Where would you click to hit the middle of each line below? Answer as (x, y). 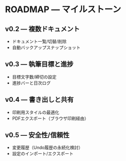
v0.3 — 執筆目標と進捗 (39, 64)
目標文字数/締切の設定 (34, 77)
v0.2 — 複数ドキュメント (43, 29)
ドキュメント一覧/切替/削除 (39, 41)
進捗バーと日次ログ (31, 83)
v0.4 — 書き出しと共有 (39, 100)
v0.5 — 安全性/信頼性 (37, 135)
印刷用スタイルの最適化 (36, 112)
